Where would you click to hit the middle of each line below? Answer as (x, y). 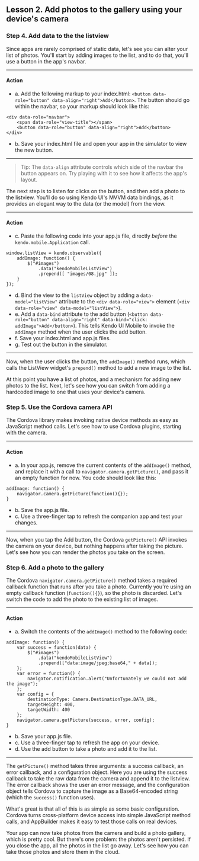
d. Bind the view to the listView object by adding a (77, 295)
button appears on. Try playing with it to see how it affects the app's (104, 173)
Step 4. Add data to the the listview (57, 36)
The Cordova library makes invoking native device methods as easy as (92, 420)
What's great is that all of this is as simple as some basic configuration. (93, 809)
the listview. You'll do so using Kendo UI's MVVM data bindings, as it (90, 197)
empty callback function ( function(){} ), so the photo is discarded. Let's (94, 593)
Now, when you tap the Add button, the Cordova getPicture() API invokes (97, 539)
